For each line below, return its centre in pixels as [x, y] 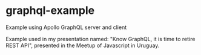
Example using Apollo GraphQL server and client [66, 27]
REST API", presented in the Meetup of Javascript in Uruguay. [83, 45]
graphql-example [50, 11]
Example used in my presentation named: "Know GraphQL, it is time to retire [100, 39]
